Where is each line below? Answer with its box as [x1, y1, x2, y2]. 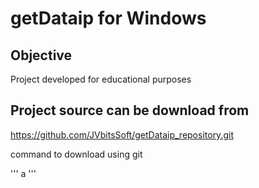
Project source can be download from [10, 102, 250, 119]
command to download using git [10, 148, 143, 160]
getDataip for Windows [10, 7, 207, 30]
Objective [10, 47, 73, 64]
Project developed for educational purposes [10, 73, 192, 85]
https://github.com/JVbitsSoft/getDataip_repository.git [10, 128, 234, 141]
